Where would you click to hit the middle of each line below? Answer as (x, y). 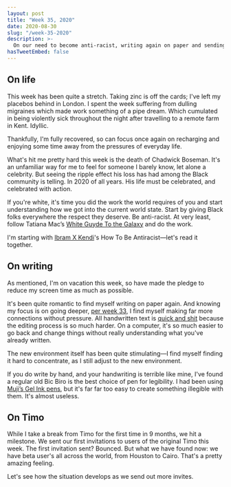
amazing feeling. (31, 463)
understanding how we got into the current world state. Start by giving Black (115, 209)
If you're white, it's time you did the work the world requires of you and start (115, 202)
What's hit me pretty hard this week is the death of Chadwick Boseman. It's (114, 160)
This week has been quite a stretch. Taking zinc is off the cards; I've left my (114, 96)
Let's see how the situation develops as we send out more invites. (100, 477)
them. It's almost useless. (43, 396)
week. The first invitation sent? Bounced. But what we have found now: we (113, 448)
